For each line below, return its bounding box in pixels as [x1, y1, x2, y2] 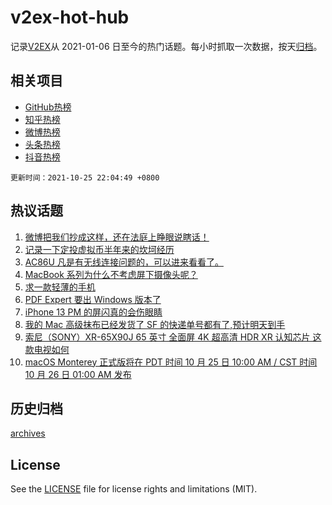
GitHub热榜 [24, 101, 72, 113]
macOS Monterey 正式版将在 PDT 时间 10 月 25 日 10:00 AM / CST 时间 [24, 356, 318, 368]
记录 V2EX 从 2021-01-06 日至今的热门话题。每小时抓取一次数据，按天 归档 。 [10, 40, 323, 52]
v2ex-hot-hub [10, 6, 130, 29]
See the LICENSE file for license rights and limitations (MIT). [10, 483, 258, 495]
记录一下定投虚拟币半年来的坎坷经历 [24, 243, 175, 255]
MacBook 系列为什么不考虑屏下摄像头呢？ [24, 268, 198, 280]
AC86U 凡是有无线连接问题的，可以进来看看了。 [24, 256, 224, 268]
